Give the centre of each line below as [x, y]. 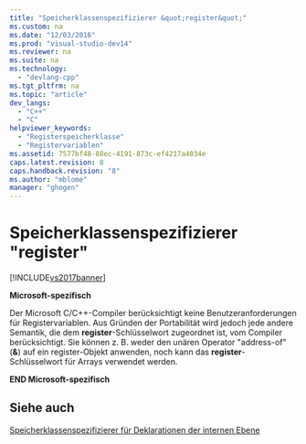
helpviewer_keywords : [51, 129]
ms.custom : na [37, 26]
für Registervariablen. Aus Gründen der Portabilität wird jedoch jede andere [152, 323]
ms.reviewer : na [40, 52]
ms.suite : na [34, 60]
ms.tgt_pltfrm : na [44, 86]
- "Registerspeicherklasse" [71, 137]
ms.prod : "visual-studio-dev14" [71, 43]
